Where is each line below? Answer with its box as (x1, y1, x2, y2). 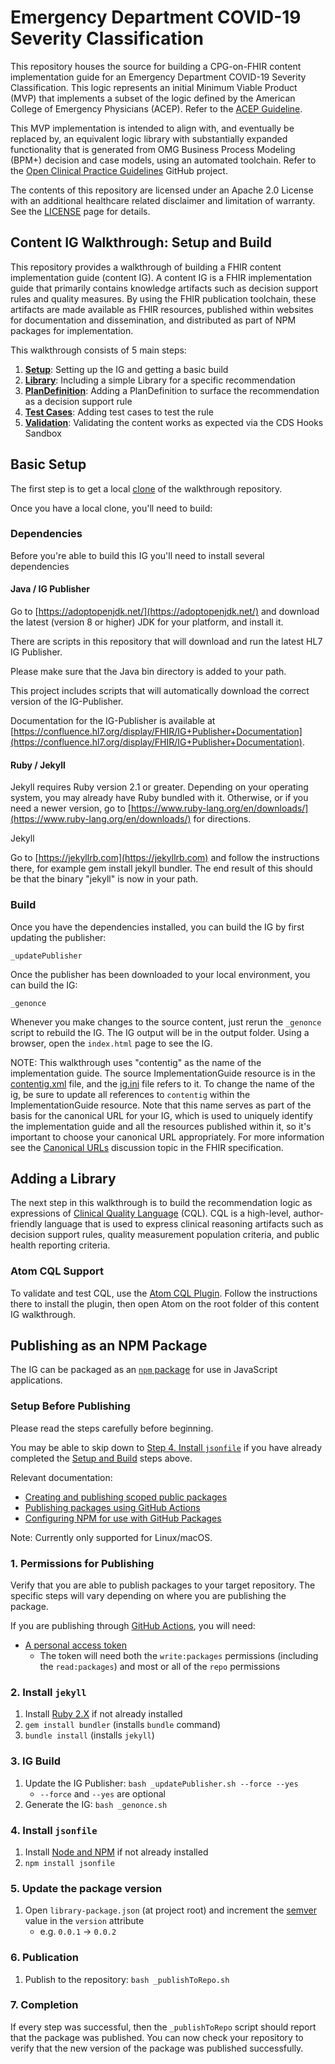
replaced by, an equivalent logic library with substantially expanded (10, 132, 288, 145)
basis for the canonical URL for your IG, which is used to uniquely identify (10, 1109, 313, 1121)
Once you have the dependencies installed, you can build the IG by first (10, 921, 305, 933)
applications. (10, 1374, 63, 1386)
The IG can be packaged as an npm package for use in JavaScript (10, 1364, 278, 1376)
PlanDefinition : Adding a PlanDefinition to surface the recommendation (24, 384, 320, 396)
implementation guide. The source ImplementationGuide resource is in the (10, 1067, 316, 1079)
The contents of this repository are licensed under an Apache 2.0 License (10, 184, 314, 196)
